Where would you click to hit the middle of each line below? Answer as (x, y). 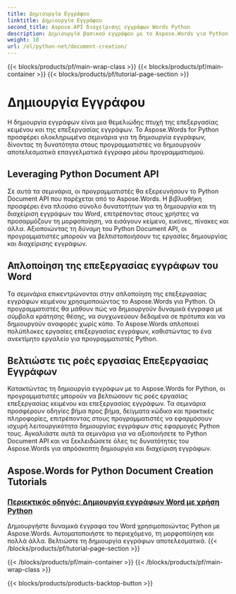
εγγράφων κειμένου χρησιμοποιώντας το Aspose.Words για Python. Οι (112, 301)
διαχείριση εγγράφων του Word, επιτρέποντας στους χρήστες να (103, 214)
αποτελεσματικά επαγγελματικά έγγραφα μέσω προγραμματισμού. (106, 151)
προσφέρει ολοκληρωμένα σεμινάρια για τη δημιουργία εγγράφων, (107, 137)
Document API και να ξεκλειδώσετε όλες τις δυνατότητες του (98, 441)
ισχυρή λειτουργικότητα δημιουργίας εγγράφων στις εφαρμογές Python (114, 426)
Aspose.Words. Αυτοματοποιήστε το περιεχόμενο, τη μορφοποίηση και (111, 533)
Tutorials (27, 482)
